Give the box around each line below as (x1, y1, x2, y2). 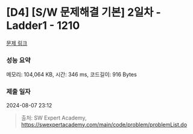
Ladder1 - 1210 (6, 19, 80, 33)
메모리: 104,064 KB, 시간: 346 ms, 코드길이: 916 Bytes (6, 71, 137, 78)
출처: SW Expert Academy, (21, 114, 87, 121)
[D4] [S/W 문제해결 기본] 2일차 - (6, 5, 161, 19)
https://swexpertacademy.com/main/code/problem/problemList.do (21, 121, 188, 128)
